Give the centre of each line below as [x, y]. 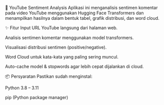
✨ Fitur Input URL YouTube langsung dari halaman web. [61, 28]
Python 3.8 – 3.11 [22, 88]
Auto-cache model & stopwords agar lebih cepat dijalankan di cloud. [74, 66]
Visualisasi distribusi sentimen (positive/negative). [56, 47]
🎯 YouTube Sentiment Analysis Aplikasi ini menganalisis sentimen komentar [82, 8]
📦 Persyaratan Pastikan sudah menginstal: [49, 76]
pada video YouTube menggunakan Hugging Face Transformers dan [74, 13]
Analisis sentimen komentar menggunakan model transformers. [69, 38]
